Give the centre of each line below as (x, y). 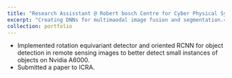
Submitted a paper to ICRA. (56, 67)
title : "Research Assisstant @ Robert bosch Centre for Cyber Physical (112, 13)
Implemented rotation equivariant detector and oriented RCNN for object (120, 46)
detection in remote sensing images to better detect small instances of (117, 53)
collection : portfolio (40, 26)
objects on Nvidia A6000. (53, 60)
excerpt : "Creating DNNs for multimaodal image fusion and (94, 20)
